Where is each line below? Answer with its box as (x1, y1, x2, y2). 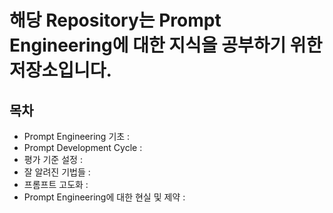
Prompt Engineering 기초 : (23, 131, 131, 142)
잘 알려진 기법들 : (23, 166, 91, 178)
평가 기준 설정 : (23, 154, 83, 165)
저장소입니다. (9, 59, 112, 82)
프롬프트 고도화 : (23, 179, 89, 190)
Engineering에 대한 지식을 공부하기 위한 (9, 34, 323, 57)
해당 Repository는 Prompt (9, 9, 222, 32)
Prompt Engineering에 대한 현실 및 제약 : (23, 191, 186, 203)
